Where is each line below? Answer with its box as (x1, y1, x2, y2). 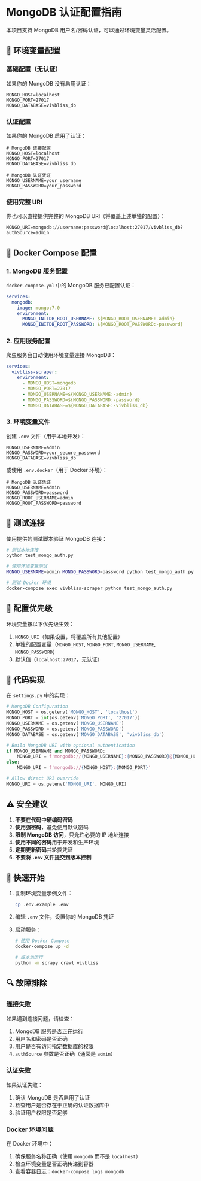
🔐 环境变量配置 (6, 46, 61, 56)
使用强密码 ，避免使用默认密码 (14, 823, 89, 831)
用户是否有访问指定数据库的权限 (14, 1043, 94, 1050)
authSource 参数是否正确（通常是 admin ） (14, 1050, 117, 1057)
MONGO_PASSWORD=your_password (6, 183, 82, 189)
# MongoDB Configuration (6, 704, 68, 710)
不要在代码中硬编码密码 (14, 816, 73, 823)
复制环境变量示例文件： (14, 890, 73, 897)
